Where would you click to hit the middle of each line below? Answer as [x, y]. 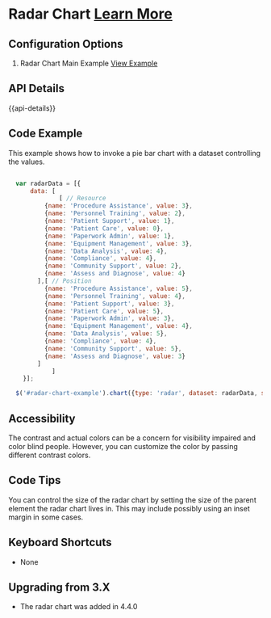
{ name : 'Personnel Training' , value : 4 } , [115, 296]
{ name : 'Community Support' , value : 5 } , [113, 348]
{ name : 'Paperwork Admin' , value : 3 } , [109, 319]
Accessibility [42, 418]
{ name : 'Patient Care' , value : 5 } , [104, 311]
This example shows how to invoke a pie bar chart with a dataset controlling [134, 153]
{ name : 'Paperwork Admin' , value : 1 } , [109, 236]
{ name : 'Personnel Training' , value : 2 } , [115, 214]
